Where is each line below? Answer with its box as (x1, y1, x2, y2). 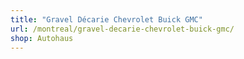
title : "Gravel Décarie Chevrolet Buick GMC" (10, 14, 203, 25)
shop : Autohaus (10, 33, 74, 43)
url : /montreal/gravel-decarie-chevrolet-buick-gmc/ (10, 24, 235, 34)
